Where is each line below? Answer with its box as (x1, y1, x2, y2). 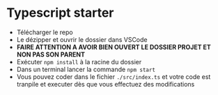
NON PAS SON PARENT (16, 50, 85, 59)
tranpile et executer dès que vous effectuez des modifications (16, 80, 195, 88)
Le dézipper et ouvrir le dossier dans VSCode (16, 35, 148, 43)
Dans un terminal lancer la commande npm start (16, 65, 156, 73)
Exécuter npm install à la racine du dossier (16, 57, 142, 66)
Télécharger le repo (16, 28, 74, 36)
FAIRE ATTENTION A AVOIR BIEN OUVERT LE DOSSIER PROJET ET (16, 43, 212, 51)
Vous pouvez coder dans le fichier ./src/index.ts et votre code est (16, 72, 211, 81)
